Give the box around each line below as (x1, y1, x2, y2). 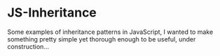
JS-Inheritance (7, 5, 97, 21)
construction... (7, 42, 49, 50)
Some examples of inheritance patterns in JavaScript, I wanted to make (7, 28, 214, 36)
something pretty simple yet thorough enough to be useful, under (7, 35, 196, 43)
